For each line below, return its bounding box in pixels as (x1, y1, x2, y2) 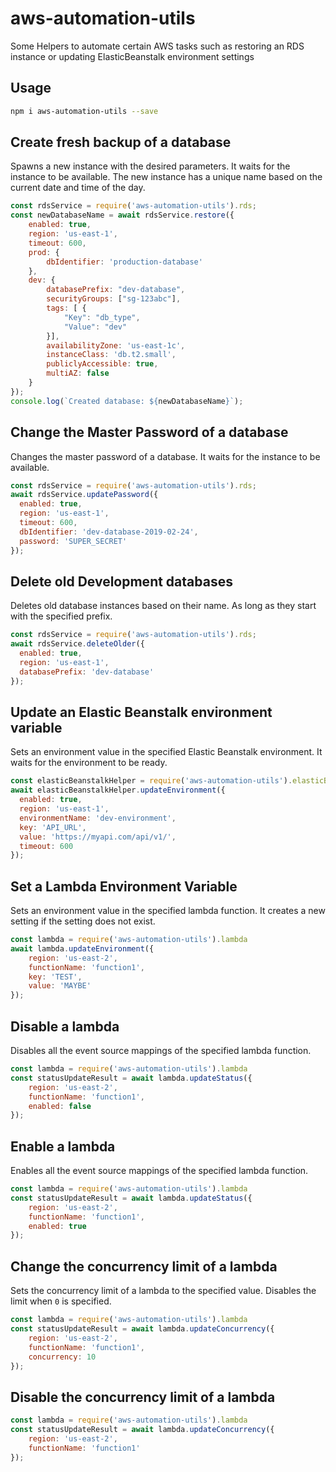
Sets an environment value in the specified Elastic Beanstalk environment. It (10, 746, 323, 758)
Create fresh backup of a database (10, 134, 232, 151)
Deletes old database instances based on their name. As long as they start (10, 600, 317, 612)
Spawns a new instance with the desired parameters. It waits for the (10, 160, 291, 172)
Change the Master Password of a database (10, 424, 289, 441)
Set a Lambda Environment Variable (10, 878, 238, 895)
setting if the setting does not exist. (10, 915, 156, 927)
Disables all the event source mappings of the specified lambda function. (10, 1045, 312, 1056)
